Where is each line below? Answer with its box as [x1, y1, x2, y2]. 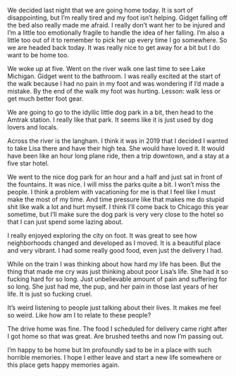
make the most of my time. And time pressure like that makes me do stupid [7, 195, 225, 203]
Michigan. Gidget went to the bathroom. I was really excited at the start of [7, 72, 221, 80]
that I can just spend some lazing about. [7, 218, 123, 226]
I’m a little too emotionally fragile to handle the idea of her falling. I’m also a [7, 28, 225, 37]
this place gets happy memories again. [7, 361, 120, 369]
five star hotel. [7, 159, 49, 168]
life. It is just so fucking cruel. [7, 290, 93, 298]
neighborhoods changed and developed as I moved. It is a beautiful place [7, 239, 221, 247]
